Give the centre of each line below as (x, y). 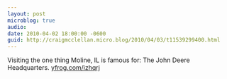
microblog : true (31, 20)
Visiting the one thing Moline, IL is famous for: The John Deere (99, 60)
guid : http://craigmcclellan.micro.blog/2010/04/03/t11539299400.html (114, 40)
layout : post (27, 14)
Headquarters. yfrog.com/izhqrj (54, 68)
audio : (17, 27)
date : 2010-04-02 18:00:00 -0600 (57, 34)
